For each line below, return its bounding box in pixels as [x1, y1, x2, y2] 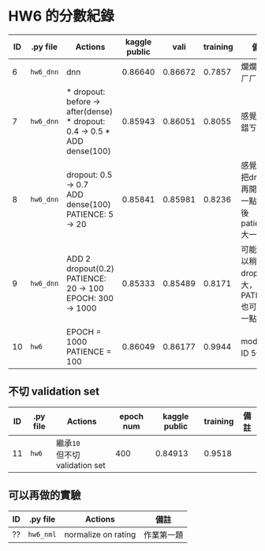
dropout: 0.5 [66, 169, 113, 180]
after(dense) [66, 106, 113, 117]
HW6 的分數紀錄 [8, 7, 114, 25]
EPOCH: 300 [66, 292, 114, 304]
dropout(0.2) [66, 262, 114, 274]
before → [66, 96, 101, 107]
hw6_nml [28, 530, 57, 538]
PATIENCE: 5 [66, 209, 114, 220]
